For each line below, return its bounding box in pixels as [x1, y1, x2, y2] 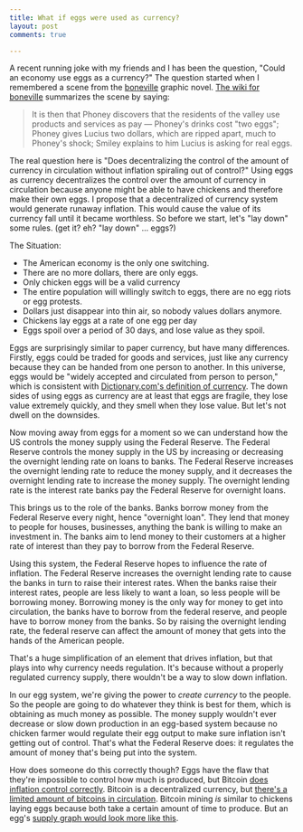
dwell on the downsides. [9, 410, 100, 421]
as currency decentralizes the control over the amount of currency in [9, 175, 267, 185]
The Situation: [9, 241, 62, 251]
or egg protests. [22, 296, 83, 307]
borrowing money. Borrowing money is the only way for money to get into [9, 597, 283, 608]
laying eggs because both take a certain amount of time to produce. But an [9, 803, 289, 814]
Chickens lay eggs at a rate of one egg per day [22, 316, 197, 326]
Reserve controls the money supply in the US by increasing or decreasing [9, 447, 284, 458]
